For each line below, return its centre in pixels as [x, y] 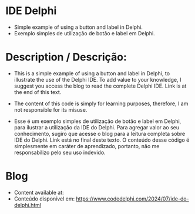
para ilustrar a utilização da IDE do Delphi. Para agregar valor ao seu [97, 127]
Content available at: [39, 192]
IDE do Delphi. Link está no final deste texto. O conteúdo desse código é [102, 140]
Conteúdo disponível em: [44, 199]
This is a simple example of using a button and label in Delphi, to [92, 73]
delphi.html [28, 205]
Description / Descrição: [66, 57]
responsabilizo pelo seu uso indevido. [60, 152]
